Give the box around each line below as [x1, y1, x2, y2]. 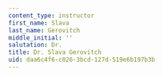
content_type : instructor [8, 11, 94, 20]
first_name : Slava [8, 19, 70, 27]
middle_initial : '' [8, 33, 74, 42]
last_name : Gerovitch [8, 26, 81, 34]
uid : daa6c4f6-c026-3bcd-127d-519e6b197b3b [8, 56, 156, 64]
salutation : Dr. [8, 41, 62, 49]
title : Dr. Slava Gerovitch [8, 48, 102, 56]
